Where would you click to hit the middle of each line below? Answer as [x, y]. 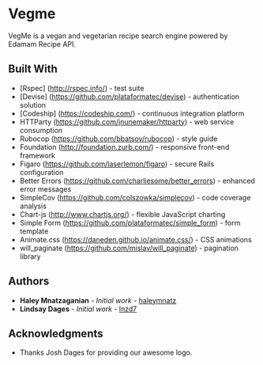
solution [32, 105]
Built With [33, 69]
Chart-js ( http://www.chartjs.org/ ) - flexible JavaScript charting [122, 214]
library [30, 256]
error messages [45, 189]
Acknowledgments [56, 333]
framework [38, 155]
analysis [33, 206]
